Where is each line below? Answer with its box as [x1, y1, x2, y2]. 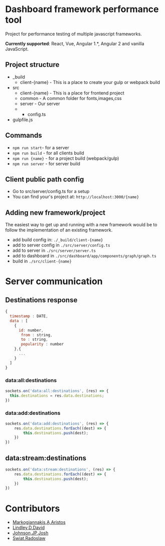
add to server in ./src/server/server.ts [12, 247, 96, 253]
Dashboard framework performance [5, 4, 159, 15]
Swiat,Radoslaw [12, 535, 46, 541]
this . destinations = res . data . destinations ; [10, 393, 104, 398]
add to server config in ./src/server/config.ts [12, 242, 110, 248]
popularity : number [21, 342, 64, 347]
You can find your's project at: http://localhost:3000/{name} [12, 194, 139, 200]
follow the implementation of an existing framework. [5, 227, 113, 233]
